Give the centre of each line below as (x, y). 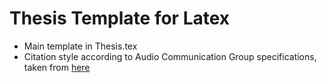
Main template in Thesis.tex (80, 46)
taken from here (57, 67)
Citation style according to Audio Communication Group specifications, (170, 56)
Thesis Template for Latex (120, 18)
